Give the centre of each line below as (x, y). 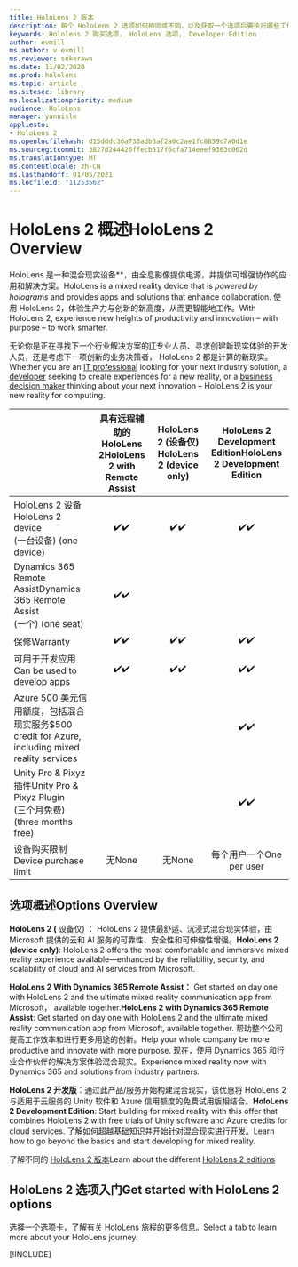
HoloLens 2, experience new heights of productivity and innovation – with (144, 318)
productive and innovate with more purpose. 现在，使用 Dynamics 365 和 (143, 1050)
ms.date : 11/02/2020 (47, 68)
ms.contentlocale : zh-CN (55, 166)
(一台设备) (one (46, 541)
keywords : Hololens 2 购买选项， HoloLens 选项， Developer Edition (133, 34)
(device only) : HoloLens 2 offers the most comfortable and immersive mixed (149, 950)
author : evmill (37, 42)
